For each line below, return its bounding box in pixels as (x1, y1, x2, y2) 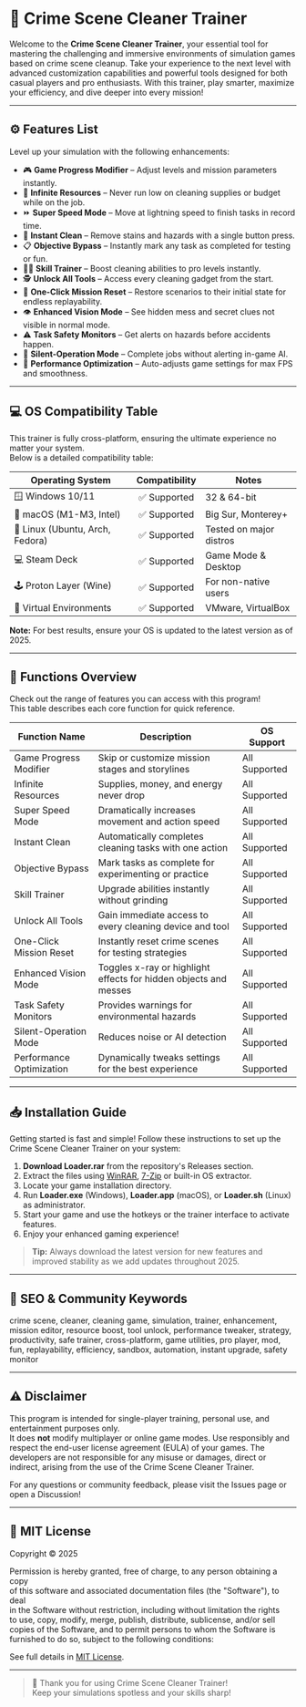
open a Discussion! (9, 1488, 82, 1499)
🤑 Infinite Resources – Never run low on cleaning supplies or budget (22, 187, 280, 198)
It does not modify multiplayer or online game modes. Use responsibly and (9, 1432, 290, 1443)
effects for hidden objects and (97, 973, 228, 986)
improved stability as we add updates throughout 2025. (31, 1256, 240, 1267)
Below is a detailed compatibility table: (9, 451, 154, 463)
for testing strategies (97, 947, 188, 959)
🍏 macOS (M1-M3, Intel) (14, 508, 121, 521)
